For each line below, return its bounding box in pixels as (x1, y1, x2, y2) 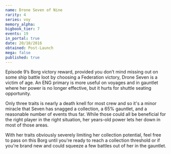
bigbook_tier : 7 (5, 27, 40, 32)
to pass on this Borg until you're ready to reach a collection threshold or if (5, 137, 160, 143)
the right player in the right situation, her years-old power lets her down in (5, 117, 161, 123)
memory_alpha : (5, 21, 36, 27)
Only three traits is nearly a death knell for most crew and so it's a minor (5, 100, 157, 107)
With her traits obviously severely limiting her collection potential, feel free (5, 132, 162, 138)
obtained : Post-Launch (5, 45, 54, 50)
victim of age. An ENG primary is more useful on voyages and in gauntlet (5, 80, 158, 86)
